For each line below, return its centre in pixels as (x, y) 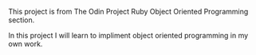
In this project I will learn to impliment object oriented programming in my (128, 35)
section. (22, 20)
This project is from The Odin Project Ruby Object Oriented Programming (128, 12)
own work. (26, 44)
